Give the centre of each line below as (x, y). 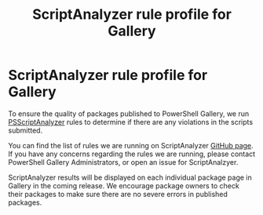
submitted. (26, 130)
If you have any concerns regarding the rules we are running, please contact (132, 154)
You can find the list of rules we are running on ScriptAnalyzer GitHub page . (131, 145)
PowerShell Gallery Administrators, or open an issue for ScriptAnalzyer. (123, 162)
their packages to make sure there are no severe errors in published (118, 194)
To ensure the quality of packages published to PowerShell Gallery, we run (129, 113)
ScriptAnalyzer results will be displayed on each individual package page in (130, 177)
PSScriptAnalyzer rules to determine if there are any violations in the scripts (131, 122)
